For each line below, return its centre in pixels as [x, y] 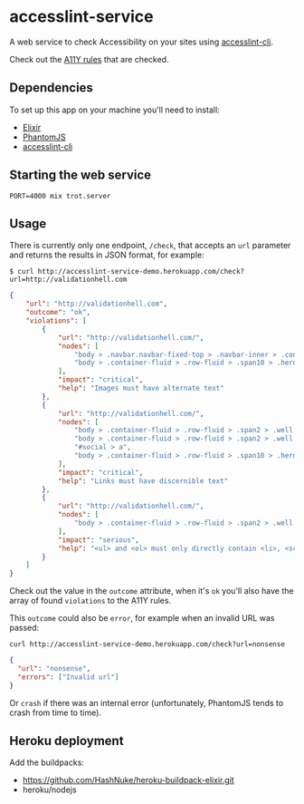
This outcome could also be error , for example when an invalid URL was [142, 618]
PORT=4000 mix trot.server [60, 196]
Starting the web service [81, 175]
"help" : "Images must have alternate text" [141, 388]
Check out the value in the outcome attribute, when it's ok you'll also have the [152, 591]
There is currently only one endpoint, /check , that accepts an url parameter [150, 246]
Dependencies [51, 88]
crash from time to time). [56, 712]
